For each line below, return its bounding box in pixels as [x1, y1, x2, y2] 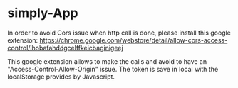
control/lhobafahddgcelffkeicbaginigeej [7, 43, 123, 52]
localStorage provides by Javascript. [7, 72, 115, 81]
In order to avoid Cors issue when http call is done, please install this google [7, 28, 232, 37]
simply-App [7, 5, 78, 21]
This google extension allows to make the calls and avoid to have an [7, 57, 207, 65]
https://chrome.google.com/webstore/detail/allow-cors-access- [39, 35, 228, 44]
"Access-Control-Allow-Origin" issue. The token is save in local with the [7, 65, 219, 73]
